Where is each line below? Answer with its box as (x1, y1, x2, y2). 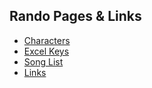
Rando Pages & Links (9, 8, 142, 25)
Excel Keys (23, 45, 70, 57)
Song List (23, 55, 64, 68)
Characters (23, 34, 71, 46)
